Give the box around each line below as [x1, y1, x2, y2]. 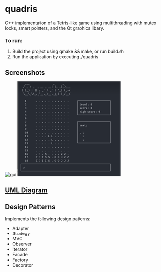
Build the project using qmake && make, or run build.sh [12, 48, 124, 55]
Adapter [12, 226, 29, 232]
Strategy [12, 231, 30, 236]
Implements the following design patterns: [5, 216, 91, 222]
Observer [12, 241, 32, 247]
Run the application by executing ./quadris [12, 54, 99, 60]
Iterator [12, 246, 28, 252]
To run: [5, 37, 23, 44]
